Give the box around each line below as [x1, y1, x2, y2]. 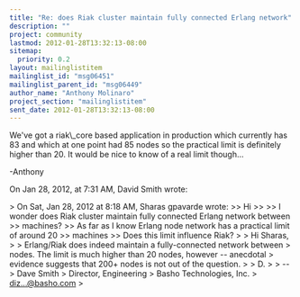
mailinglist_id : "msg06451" [9, 72, 115, 81]
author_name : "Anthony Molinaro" [9, 88, 135, 97]
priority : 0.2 [17, 55, 70, 64]
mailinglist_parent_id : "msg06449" [9, 80, 143, 89]
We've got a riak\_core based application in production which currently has [9, 130, 288, 140]
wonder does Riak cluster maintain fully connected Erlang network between [9, 211, 291, 221]
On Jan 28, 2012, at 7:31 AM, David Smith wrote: [9, 184, 188, 194]
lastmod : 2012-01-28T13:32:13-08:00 [9, 38, 147, 48]
